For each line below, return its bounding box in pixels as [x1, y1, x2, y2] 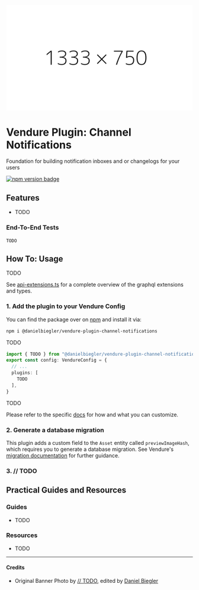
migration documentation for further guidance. [6, 451, 120, 459]
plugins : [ [11, 370, 38, 376]
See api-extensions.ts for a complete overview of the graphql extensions [6, 281, 184, 288]
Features [6, 193, 40, 203]
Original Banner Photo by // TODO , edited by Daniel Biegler [14, 578, 159, 585]
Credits [6, 564, 25, 571]
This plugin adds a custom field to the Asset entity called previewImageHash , [6, 439, 190, 446]
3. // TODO [6, 466, 37, 475]
